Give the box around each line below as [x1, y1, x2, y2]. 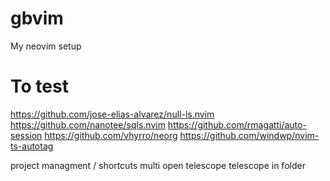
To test [10, 75, 69, 98]
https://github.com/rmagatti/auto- [167, 118, 307, 131]
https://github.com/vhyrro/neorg [44, 129, 178, 141]
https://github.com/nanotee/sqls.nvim [10, 118, 166, 131]
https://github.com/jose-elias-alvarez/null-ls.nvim [10, 108, 215, 120]
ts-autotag [10, 140, 54, 152]
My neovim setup [10, 40, 82, 52]
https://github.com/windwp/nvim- [179, 129, 320, 141]
